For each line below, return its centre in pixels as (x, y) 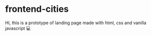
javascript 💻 (18, 28)
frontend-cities (37, 9)
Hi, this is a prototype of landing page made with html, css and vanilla (76, 23)
